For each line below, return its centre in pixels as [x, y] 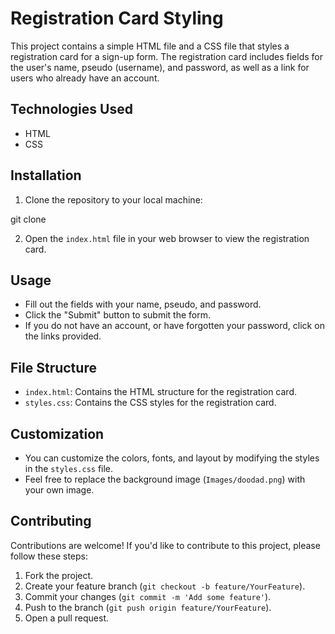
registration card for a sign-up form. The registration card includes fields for [166, 56]
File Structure [53, 367]
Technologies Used [71, 109]
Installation [46, 175]
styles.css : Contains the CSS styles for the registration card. [150, 403]
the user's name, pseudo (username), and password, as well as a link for [160, 67]
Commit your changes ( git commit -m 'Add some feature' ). [148, 596]
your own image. [59, 490]
